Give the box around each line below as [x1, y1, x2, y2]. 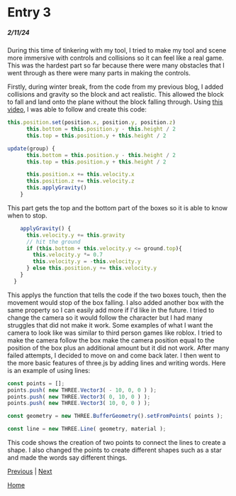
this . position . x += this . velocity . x [26, 171, 135, 178]
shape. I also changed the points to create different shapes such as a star [7, 446, 222, 455]
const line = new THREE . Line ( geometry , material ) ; [7, 426, 167, 433]
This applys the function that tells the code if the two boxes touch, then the [7, 291, 227, 299]
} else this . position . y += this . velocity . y [26, 264, 157, 272]
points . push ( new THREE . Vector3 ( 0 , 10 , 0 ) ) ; [7, 393, 151, 400]
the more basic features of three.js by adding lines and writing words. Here [7, 358, 226, 367]
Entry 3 [7, 4, 52, 21]
